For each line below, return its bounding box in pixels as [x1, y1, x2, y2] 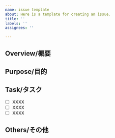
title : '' [5, 16, 26, 21]
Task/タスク [5, 85, 42, 94]
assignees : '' [5, 26, 34, 30]
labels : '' [5, 21, 28, 26]
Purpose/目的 [5, 67, 47, 76]
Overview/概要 [5, 49, 51, 57]
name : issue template [5, 7, 50, 12]
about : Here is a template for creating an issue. [5, 12, 111, 17]
